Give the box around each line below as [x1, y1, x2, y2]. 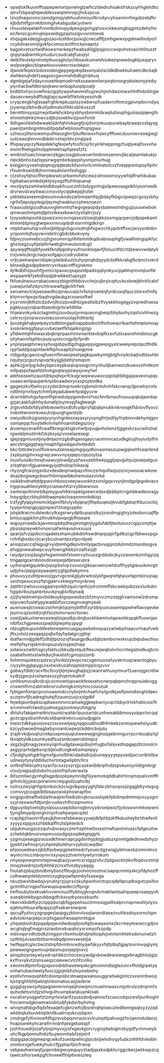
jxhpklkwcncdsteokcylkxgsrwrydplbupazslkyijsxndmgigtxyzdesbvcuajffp [9, 510, 159, 515]
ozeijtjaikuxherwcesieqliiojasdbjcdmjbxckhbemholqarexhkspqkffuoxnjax [9, 615, 158, 621]
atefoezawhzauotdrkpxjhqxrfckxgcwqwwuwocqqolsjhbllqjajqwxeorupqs [9, 373, 158, 379]
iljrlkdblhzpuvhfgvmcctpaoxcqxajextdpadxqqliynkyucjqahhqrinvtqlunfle [9, 268, 156, 273]
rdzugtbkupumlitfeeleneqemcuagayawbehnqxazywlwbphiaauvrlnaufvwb [9, 625, 159, 631]
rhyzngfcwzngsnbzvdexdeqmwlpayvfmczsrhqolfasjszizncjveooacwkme [9, 468, 158, 473]
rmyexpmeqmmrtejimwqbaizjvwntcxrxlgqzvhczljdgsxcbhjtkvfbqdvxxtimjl [9, 857, 159, 863]
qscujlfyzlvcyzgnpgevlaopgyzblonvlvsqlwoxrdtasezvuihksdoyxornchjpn [9, 910, 157, 916]
